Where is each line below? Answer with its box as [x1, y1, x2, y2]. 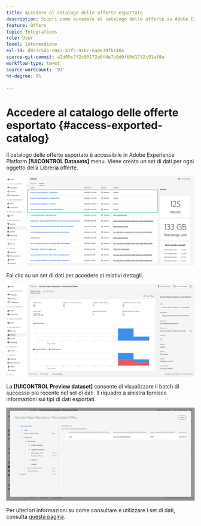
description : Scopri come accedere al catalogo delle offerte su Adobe [6, 16, 188, 22]
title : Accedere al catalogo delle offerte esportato [6, 10, 144, 16]
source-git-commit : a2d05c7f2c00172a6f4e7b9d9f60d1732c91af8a [6, 54, 165, 60]
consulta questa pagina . [6, 513, 66, 520]
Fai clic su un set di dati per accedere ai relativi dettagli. [6, 271, 144, 279]
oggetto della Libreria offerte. [6, 164, 79, 171]
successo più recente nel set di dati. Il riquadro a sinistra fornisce [6, 389, 167, 396]
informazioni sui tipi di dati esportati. [6, 395, 96, 402]
